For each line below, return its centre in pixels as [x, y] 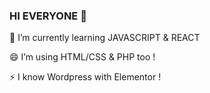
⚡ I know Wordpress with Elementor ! [85, 77]
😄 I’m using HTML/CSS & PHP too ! [82, 57]
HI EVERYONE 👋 [48, 16]
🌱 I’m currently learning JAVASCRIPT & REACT [105, 38]
